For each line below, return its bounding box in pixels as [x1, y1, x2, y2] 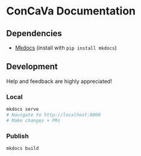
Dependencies [6, 28, 62, 39]
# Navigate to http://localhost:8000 [6, 111, 101, 118]
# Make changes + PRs [6, 117, 61, 123]
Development [6, 61, 58, 72]
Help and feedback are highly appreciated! [6, 77, 113, 85]
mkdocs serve [6, 107, 39, 113]
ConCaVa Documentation [6, 4, 136, 18]
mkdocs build [6, 146, 39, 152]
